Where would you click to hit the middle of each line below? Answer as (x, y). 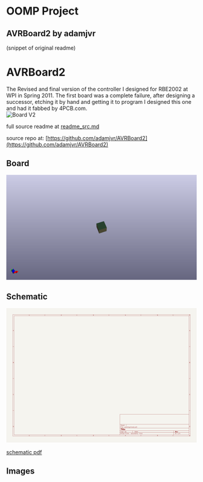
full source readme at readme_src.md (53, 126)
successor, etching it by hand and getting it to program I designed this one (99, 101)
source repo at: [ (27, 138)
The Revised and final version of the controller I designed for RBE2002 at (97, 89)
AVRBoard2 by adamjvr (51, 34)
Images (21, 471)
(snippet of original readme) (41, 48)
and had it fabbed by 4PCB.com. (47, 108)
